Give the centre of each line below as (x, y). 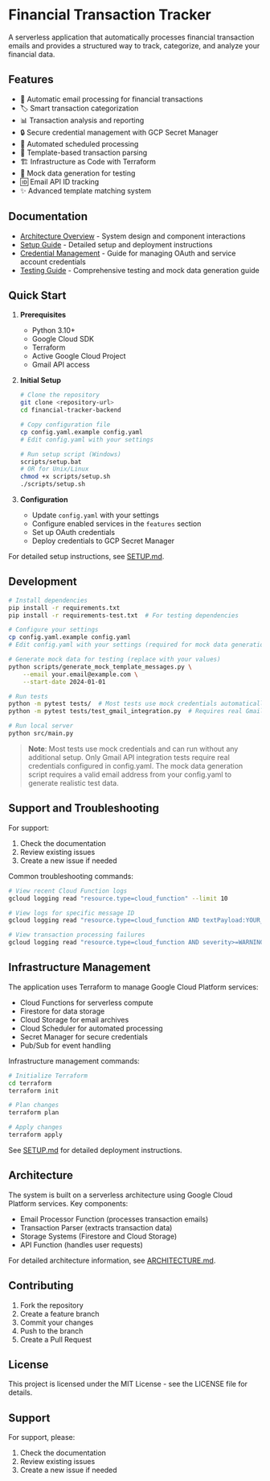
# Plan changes (34, 1106)
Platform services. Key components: (68, 1203)
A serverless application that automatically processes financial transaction (131, 37)
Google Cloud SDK (63, 339)
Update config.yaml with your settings (95, 515)
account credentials (53, 261)
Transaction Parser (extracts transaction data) (96, 1227)
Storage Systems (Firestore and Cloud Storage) (98, 1236)
